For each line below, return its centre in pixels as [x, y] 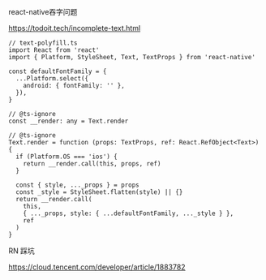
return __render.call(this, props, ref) [92, 164]
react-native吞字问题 [43, 12]
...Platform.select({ [52, 79]
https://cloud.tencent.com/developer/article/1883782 [97, 267]
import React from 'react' [54, 50]
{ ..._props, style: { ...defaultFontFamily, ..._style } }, [128, 213]
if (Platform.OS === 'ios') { [66, 157]
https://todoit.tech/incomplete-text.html [75, 28]
